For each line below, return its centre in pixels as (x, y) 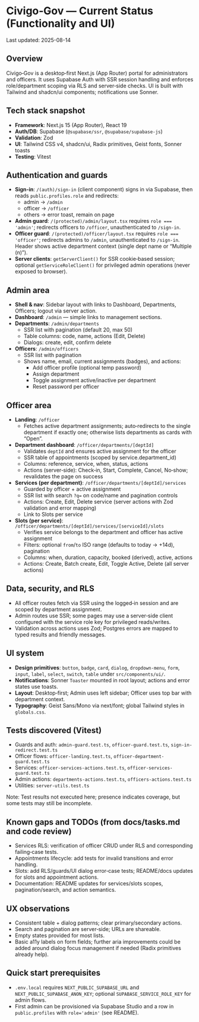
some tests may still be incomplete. (49, 803)
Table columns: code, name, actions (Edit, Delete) (84, 336)
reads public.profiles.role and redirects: (67, 196)
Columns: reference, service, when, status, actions (86, 464)
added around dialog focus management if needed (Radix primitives (98, 948)
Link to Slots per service (53, 514)
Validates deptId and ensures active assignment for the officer (100, 451)
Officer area (29, 405)
